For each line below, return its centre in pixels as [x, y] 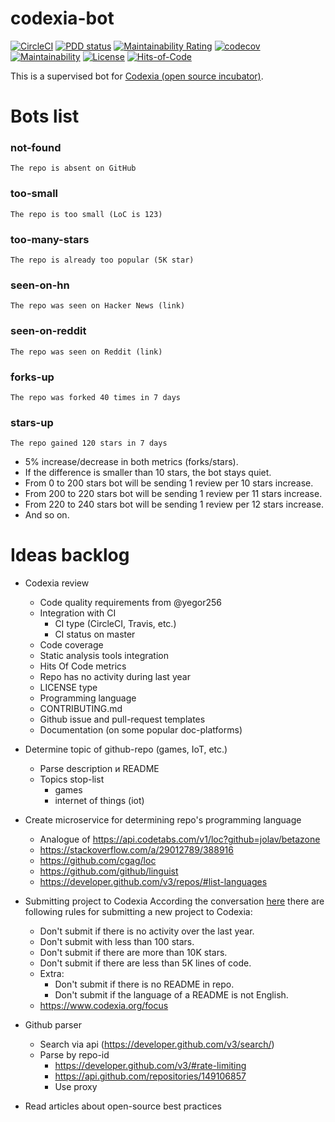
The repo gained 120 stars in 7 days [89, 443]
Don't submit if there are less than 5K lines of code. [145, 963]
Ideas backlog [70, 555]
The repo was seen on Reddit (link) [86, 352]
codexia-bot [62, 18]
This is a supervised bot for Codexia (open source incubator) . [137, 76]
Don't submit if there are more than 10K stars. [133, 953]
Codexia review [57, 583]
